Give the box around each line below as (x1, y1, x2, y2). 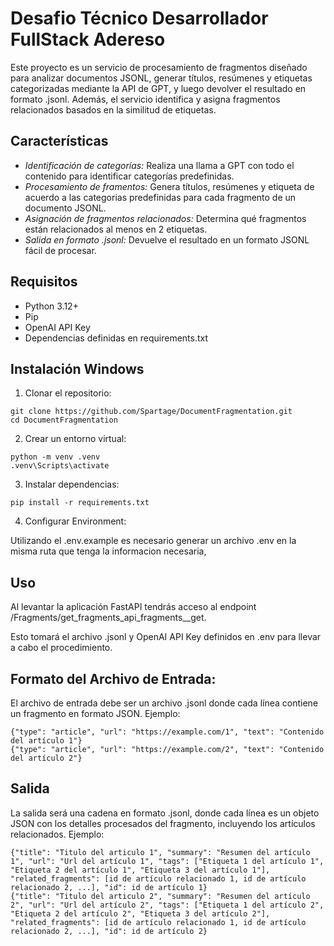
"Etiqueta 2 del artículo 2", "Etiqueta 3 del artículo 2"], (10, 908, 271, 919)
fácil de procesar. (24, 244, 97, 256)
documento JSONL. (24, 202, 107, 214)
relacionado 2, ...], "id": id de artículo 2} (10, 926, 208, 936)
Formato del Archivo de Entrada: (10, 670, 217, 687)
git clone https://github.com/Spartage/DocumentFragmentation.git (10, 407, 293, 417)
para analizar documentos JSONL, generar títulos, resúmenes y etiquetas (10, 72, 313, 84)
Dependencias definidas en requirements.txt (24, 332, 209, 344)
